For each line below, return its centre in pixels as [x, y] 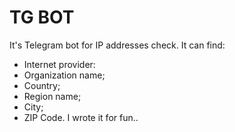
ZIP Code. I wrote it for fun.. [81, 117]
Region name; [52, 96]
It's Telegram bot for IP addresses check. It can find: [117, 45]
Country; [42, 85]
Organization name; [64, 75]
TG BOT [42, 17]
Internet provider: [59, 64]
